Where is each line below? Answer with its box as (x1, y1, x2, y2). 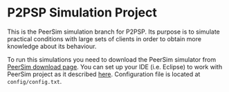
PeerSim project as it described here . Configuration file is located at (7, 70, 201, 78)
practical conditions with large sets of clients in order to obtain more (7, 34, 202, 43)
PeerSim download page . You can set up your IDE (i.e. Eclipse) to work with (7, 62, 223, 71)
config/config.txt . (7, 77, 62, 85)
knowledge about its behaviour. (7, 42, 97, 50)
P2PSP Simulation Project (7, 5, 157, 21)
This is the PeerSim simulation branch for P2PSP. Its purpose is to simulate (7, 27, 220, 36)
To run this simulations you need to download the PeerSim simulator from (7, 55, 217, 63)
